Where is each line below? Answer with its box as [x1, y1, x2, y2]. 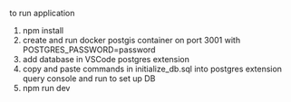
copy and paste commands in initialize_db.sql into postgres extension [22, 63, 283, 74]
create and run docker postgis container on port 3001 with [22, 35, 241, 45]
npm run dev [22, 83, 71, 93]
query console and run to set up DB [22, 73, 156, 84]
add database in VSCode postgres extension [22, 54, 190, 64]
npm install [22, 25, 64, 35]
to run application [9, 8, 75, 18]
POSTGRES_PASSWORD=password [22, 44, 156, 55]
